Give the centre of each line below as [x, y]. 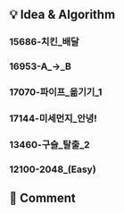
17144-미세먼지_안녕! [54, 118]
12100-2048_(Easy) [53, 169]
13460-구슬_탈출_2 [50, 145]
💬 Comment [42, 198]
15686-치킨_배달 [44, 42]
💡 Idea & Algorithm [62, 15]
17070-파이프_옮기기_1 [56, 92]
